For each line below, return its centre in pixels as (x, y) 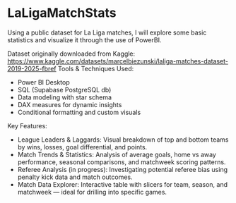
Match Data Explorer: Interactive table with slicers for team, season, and (123, 184)
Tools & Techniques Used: (96, 68)
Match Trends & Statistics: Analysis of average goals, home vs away (117, 154)
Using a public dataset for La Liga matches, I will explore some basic (107, 32)
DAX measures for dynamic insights (70, 104)
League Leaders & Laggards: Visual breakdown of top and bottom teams (123, 140)
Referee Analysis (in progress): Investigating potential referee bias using (123, 169)
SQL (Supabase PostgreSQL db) (64, 90)
